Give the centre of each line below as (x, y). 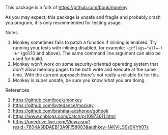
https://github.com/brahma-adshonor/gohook (61, 111)
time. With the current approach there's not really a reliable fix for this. (86, 75)
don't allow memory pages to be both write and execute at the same (84, 69)
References (17, 90)
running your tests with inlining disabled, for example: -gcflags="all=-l (88, 48)
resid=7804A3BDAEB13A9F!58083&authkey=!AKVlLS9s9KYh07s (81, 127)
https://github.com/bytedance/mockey (53, 105)
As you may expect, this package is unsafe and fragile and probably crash (83, 17)
